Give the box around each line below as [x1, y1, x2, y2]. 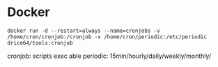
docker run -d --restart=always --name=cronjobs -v [7, 27, 160, 34]
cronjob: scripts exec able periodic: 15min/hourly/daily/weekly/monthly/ [7, 52, 212, 60]
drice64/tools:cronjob [7, 39, 73, 46]
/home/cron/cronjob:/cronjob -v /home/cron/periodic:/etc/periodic [7, 33, 208, 40]
